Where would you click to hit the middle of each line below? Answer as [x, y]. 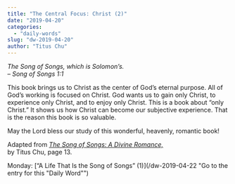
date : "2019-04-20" [36, 20]
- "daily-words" [37, 33]
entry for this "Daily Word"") [48, 173]
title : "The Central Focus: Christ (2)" [68, 14]
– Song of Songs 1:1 [36, 74]
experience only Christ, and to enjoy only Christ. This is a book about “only [115, 102]
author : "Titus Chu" [38, 46]
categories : [25, 27]
